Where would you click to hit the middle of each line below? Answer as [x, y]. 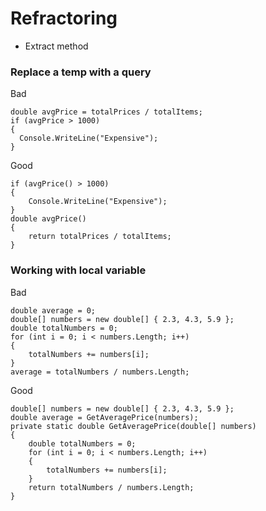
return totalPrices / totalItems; [100, 237]
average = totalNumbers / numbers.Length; [100, 372]
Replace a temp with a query [81, 72]
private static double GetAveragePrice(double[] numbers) [133, 426]
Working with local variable [78, 270]
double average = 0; [53, 310]
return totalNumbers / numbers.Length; [111, 487]
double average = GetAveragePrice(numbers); [104, 417]
